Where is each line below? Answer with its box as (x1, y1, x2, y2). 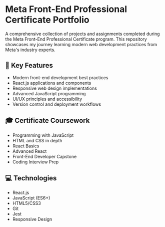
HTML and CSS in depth (12, 137, 62, 143)
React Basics (12, 143, 39, 149)
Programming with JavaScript (12, 132, 74, 138)
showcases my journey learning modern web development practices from (5, 41, 157, 47)
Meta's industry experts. (5, 47, 56, 53)
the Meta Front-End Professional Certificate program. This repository (5, 36, 147, 42)
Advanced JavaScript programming (12, 90, 86, 96)
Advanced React (12, 148, 47, 154)
